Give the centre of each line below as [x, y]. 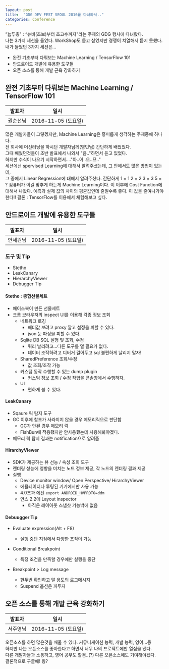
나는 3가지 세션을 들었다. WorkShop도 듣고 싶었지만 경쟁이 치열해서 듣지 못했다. [84, 40]
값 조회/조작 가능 [44, 365]
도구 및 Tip [18, 256]
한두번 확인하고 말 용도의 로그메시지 [55, 580]
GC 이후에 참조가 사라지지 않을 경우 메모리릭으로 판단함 [67, 419]
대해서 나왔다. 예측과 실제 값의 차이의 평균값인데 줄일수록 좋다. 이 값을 [74, 191]
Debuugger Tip [21, 517]
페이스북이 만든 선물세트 [36, 308]
